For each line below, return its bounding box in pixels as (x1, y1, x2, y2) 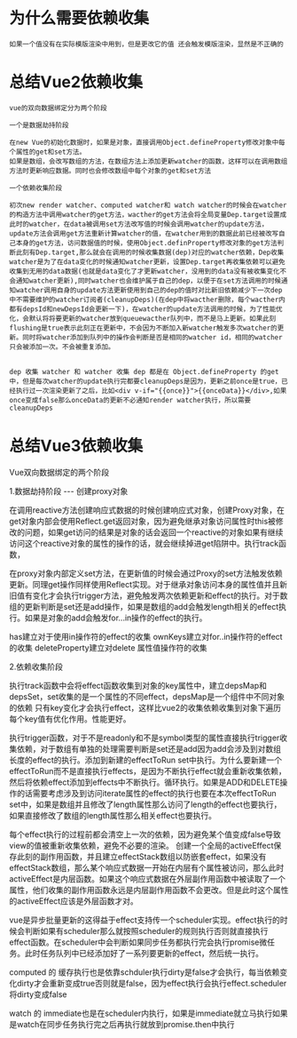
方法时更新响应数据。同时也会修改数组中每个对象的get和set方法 (9, 166, 212, 175)
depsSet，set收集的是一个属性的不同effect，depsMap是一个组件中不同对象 (9, 691, 285, 702)
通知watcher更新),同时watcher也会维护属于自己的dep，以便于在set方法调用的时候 (15, 276, 282, 285)
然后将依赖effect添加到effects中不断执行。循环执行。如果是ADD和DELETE (9, 777, 281, 787)
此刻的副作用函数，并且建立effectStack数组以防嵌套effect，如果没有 (16, 850, 267, 862)
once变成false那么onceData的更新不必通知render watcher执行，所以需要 (9, 395, 251, 404)
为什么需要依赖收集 (9, 8, 150, 28)
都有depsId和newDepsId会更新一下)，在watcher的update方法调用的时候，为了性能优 (9, 304, 283, 314)
